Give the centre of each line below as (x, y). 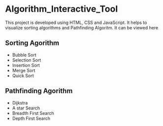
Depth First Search (31, 118)
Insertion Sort (26, 65)
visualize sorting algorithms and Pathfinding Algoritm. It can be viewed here (82, 27)
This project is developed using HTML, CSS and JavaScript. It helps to (76, 22)
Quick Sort (23, 75)
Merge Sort (24, 70)
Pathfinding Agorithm (39, 91)
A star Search (26, 108)
